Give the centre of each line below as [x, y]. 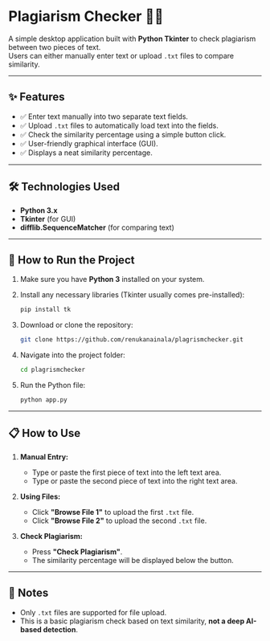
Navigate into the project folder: [73, 355]
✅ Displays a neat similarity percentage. [86, 153]
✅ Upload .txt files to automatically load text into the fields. [119, 125]
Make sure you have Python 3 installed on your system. [112, 280]
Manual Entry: [44, 456]
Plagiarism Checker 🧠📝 [86, 16]
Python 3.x [39, 210]
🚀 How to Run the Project [72, 260]
